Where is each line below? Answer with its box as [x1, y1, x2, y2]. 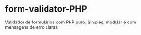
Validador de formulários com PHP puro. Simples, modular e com [5, 19, 136, 25]
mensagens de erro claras [5, 24, 58, 30]
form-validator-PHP [5, 3, 87, 14]
